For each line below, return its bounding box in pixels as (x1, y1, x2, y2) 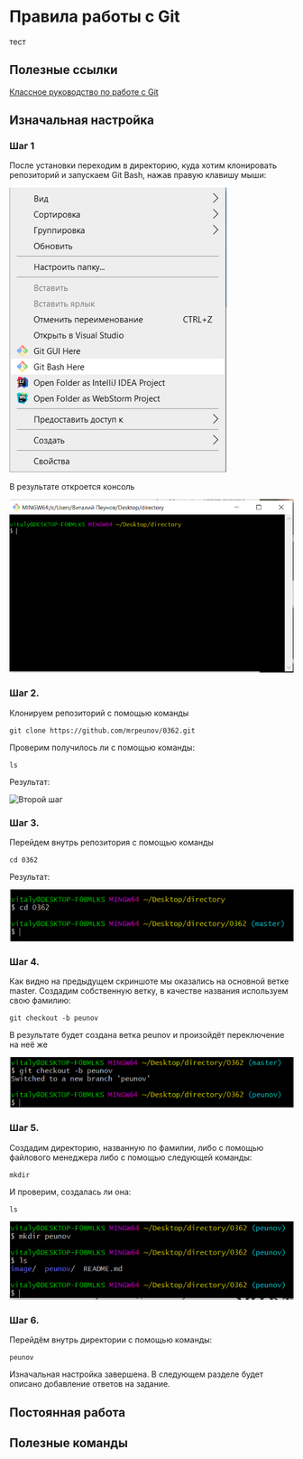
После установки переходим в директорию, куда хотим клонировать (9, 160, 278, 171)
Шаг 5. (9, 1122, 40, 1135)
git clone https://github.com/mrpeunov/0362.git (9, 725, 196, 735)
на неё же (9, 1039, 48, 1050)
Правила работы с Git (9, 6, 180, 27)
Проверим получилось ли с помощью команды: (9, 742, 196, 753)
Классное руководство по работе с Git (9, 86, 160, 97)
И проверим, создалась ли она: (9, 1186, 132, 1197)
